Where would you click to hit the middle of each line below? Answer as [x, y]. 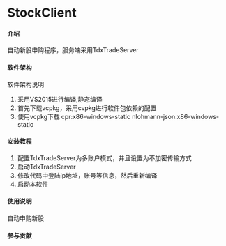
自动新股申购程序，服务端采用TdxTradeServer [73, 50]
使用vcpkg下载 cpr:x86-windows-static [74, 116]
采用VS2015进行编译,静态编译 [60, 99]
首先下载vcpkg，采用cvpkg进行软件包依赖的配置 [87, 108]
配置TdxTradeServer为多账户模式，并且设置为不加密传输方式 [104, 157]
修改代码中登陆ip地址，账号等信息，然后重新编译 [87, 175]
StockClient [42, 13]
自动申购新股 [25, 218]
